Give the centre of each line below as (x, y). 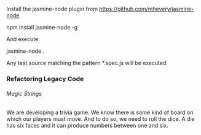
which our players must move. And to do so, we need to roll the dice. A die (100, 119)
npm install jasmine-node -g (42, 27)
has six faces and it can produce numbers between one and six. (88, 126)
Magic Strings (24, 93)
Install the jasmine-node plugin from (52, 9)
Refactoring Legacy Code (45, 79)
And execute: (23, 39)
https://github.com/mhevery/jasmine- (147, 9)
